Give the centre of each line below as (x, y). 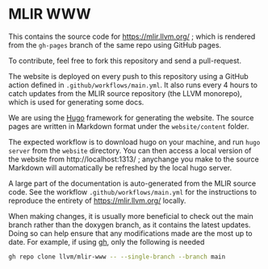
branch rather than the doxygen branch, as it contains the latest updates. (130, 225)
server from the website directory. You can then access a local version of (130, 150)
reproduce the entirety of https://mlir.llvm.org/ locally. (97, 200)
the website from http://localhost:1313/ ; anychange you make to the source (134, 159)
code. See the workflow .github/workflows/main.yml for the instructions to (132, 191)
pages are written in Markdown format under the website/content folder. (129, 126)
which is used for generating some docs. (76, 102)
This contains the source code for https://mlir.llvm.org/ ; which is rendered (132, 36)
